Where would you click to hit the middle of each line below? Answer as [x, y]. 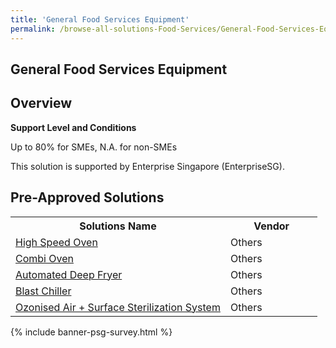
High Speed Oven [56, 242]
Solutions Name [118, 226]
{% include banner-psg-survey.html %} [91, 332]
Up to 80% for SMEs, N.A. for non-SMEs [94, 147]
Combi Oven [44, 258]
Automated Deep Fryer [69, 274]
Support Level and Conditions [73, 127]
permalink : [33, 29]
